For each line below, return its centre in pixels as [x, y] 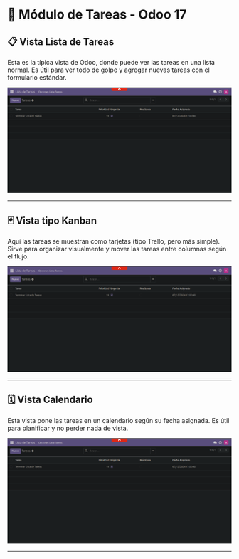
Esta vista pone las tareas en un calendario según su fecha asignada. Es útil [118, 420]
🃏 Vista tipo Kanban [52, 220]
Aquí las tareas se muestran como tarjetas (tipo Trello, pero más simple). [114, 241]
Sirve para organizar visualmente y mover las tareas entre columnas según [117, 249]
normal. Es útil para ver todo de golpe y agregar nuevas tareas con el [108, 70]
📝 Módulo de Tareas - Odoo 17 [97, 15]
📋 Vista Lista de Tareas [61, 42]
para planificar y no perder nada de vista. [68, 428]
